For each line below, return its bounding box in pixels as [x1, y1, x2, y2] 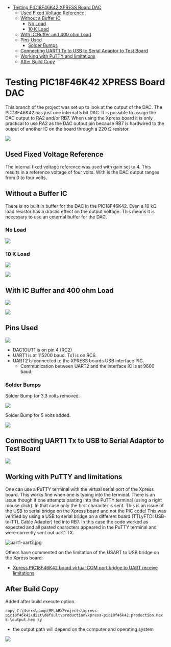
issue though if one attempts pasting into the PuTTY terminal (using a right [5, 497, 162, 503]
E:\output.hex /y [5, 617, 42, 622]
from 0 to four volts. [5, 175, 47, 181]
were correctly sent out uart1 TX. [5, 529, 75, 535]
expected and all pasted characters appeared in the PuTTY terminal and [5, 524, 157, 530]
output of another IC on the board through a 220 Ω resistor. [5, 126, 130, 132]
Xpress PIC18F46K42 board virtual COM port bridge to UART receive [12, 564, 158, 570]
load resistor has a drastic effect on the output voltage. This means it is [5, 208, 155, 214]
